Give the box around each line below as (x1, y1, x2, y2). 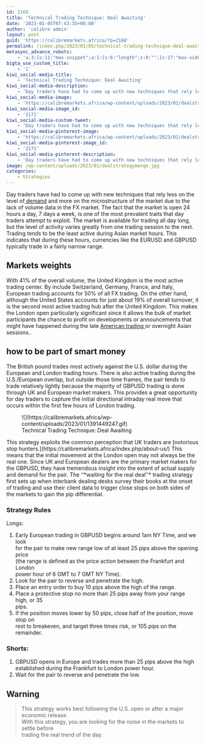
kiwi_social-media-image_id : (6, 105, 81, 112)
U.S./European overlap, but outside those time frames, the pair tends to (6, 376, 186, 383)
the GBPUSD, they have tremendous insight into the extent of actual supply (6, 464, 195, 472)
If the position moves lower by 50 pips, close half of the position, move (15, 609, 193, 617)
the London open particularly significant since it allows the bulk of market (6, 309, 191, 316)
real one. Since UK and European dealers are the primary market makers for (6, 458, 197, 465)
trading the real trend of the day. (21, 731, 103, 738)
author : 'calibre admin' (6, 26, 70, 32)
